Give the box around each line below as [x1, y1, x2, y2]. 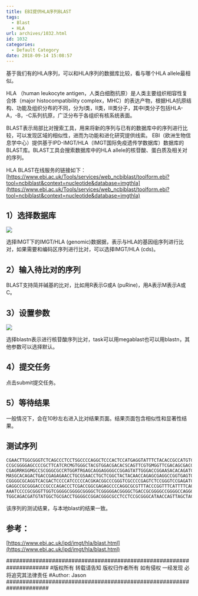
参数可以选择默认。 [11, 344, 58, 351]
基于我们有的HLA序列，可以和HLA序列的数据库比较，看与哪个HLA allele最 [6, 69, 186, 77]
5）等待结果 [6, 398, 50, 408]
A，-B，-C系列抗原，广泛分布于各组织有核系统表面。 [6, 112, 136, 119]
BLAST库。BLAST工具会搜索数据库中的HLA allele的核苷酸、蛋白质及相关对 [6, 146, 187, 154]
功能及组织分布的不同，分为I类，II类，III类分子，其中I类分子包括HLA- [16, 104, 184, 111]
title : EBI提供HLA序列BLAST [6, 8, 72, 15]
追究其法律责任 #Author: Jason [11, 572, 87, 579]
